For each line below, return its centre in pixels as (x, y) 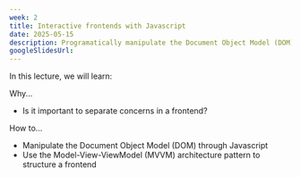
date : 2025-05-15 (42, 34)
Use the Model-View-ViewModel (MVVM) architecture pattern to (141, 155)
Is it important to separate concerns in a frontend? (115, 111)
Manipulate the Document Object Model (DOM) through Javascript (145, 146)
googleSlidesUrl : (42, 51)
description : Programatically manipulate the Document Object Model (140, 42)
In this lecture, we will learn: (61, 76)
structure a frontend (59, 164)
